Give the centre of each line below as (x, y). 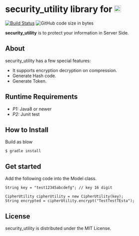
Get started (23, 166)
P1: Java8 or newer (32, 109)
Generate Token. (29, 81)
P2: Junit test (26, 114)
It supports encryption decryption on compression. (65, 70)
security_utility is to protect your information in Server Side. (67, 33)
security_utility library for (59, 9)
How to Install (27, 130)
